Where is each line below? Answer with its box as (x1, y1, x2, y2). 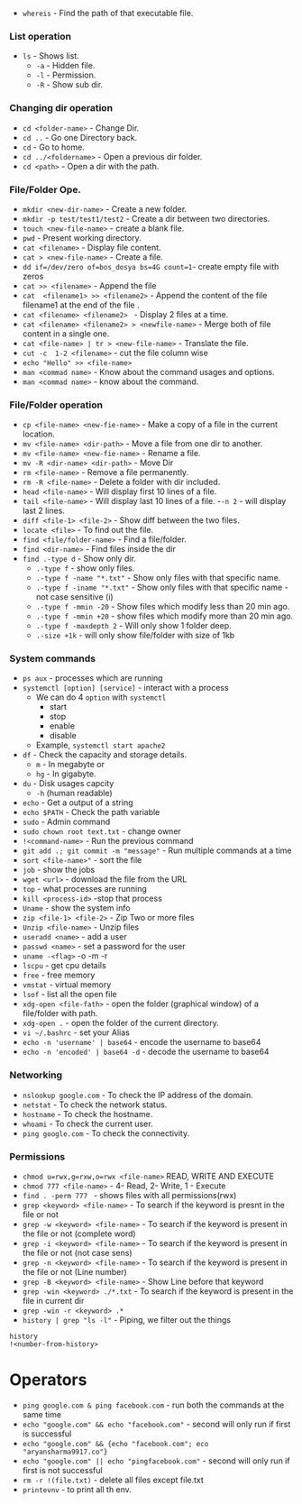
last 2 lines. (22, 505, 66, 517)
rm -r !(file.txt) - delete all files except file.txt (22, 1474, 205, 1486)
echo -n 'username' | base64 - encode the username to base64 (22, 1037, 261, 1048)
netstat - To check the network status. (22, 1099, 168, 1110)
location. (22, 428, 56, 440)
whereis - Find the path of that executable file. (22, 8, 194, 18)
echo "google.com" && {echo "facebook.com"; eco (22, 1440, 209, 1449)
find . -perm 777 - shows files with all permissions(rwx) (22, 1190, 237, 1201)
